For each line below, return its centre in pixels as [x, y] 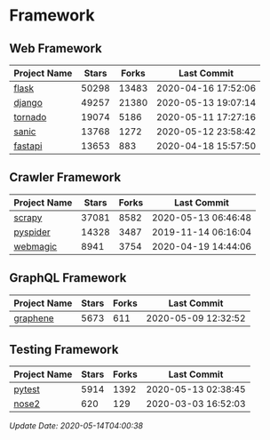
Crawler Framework [65, 177]
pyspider [32, 232]
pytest [27, 389]
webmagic [36, 246]
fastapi [28, 146]
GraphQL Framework [68, 278]
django [28, 103]
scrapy [28, 217]
